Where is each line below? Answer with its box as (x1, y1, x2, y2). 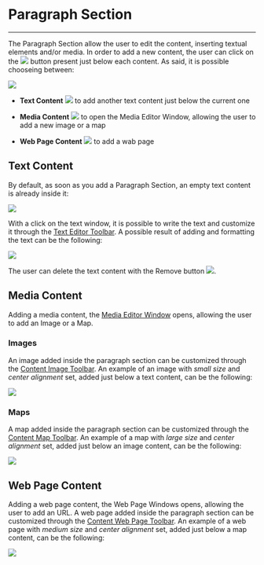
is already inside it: (8, 189, 69, 198)
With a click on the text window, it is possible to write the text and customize (8, 218, 255, 228)
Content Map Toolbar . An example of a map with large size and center (8, 433, 235, 442)
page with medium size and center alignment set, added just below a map (8, 524, 247, 534)
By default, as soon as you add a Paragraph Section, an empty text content (8, 180, 251, 189)
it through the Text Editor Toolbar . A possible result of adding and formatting (8, 226, 255, 237)
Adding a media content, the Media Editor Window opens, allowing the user (8, 310, 252, 319)
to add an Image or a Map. (8, 318, 93, 328)
